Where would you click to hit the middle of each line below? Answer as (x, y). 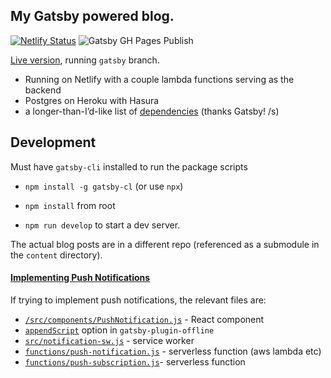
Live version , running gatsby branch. (85, 60)
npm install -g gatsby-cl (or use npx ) (104, 186)
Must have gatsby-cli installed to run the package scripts (129, 166)
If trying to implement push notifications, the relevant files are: (138, 300)
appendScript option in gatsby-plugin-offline (119, 330)
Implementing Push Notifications (80, 278)
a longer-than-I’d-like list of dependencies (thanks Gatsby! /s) (152, 111)
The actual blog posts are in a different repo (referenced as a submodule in (165, 244)
